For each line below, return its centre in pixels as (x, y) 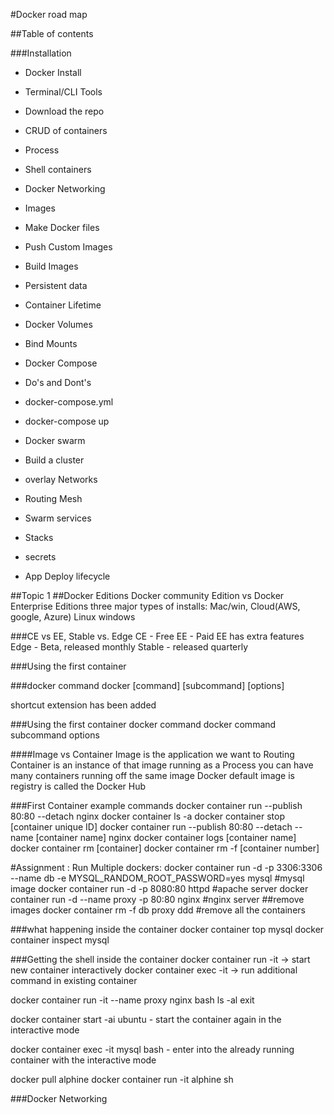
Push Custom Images (68, 247)
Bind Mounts (51, 343)
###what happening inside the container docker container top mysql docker (167, 929)
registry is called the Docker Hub (78, 786)
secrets (40, 557)
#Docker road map (49, 14)
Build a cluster (54, 460)
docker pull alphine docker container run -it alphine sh (122, 1079)
